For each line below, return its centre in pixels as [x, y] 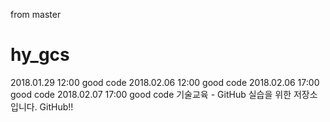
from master [36, 14]
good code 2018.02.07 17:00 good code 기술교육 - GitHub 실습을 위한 [151, 94]
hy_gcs [40, 55]
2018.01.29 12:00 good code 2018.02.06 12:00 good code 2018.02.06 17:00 [165, 82]
